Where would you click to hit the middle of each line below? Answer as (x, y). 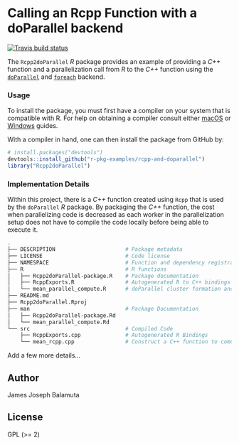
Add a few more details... (44, 355)
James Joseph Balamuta (43, 395)
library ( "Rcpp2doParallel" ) (49, 166)
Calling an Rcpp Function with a (102, 13)
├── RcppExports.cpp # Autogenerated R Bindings (114, 336)
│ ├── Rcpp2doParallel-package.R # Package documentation (103, 276)
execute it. (23, 230)
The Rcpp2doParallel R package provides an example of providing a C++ (114, 61)
